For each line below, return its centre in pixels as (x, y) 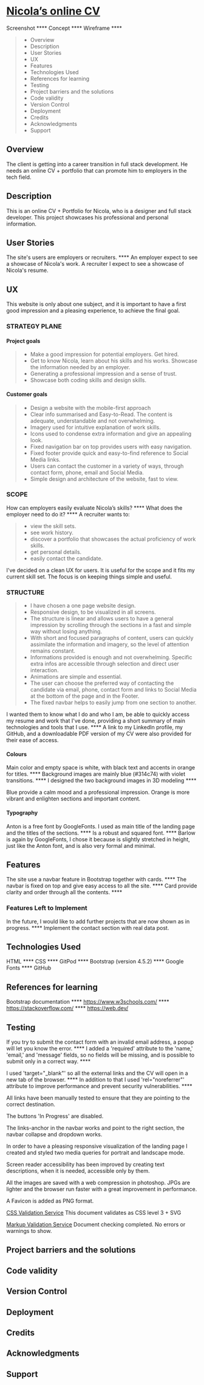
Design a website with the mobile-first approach (90, 408)
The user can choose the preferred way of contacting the (102, 683)
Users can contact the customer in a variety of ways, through (107, 466)
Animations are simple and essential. (76, 677)
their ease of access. (32, 740)
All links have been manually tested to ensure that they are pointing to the (98, 1098)
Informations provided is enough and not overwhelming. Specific (111, 658)
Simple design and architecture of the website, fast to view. (104, 479)
